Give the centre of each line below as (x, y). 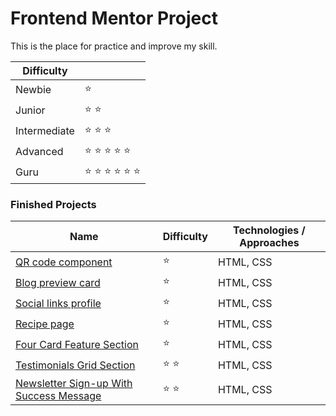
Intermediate (45, 131)
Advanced (39, 152)
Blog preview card (58, 282)
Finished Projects (53, 204)
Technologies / (269, 230)
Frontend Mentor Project (114, 18)
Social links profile (58, 303)
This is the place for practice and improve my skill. (114, 46)
